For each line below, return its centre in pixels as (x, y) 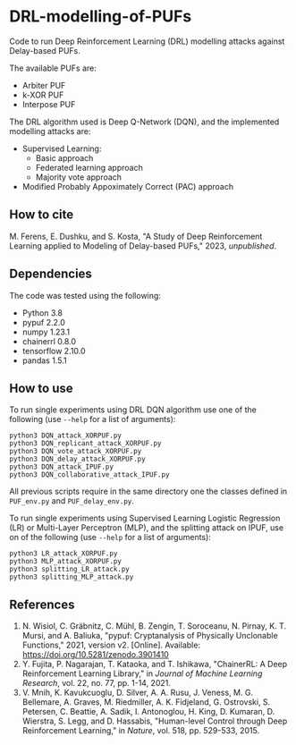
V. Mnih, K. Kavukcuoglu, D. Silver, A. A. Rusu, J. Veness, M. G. (137, 693)
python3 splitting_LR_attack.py (69, 570)
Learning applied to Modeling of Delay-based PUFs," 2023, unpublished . (143, 246)
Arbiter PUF (44, 85)
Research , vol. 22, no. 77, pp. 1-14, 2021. (97, 683)
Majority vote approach (79, 177)
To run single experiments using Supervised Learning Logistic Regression (145, 518)
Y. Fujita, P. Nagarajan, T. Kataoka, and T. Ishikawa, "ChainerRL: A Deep (155, 665)
